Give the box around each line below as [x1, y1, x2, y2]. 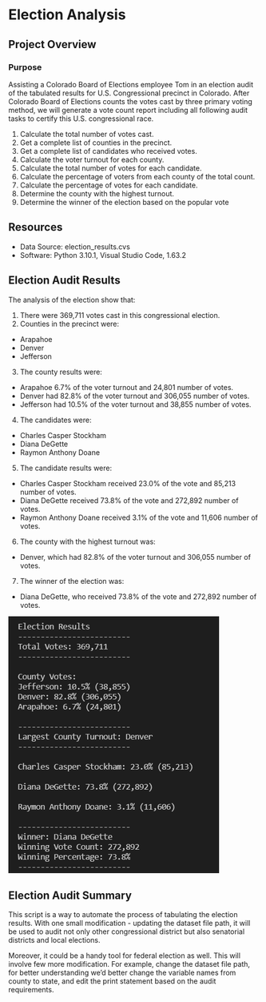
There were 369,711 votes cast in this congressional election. [19, 310, 220, 320]
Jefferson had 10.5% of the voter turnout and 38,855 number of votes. [19, 399, 252, 409]
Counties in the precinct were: [19, 319, 120, 328]
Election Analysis [8, 6, 126, 24]
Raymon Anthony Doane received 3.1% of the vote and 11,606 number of [19, 513, 258, 522]
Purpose [8, 62, 42, 73]
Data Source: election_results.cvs [19, 242, 130, 252]
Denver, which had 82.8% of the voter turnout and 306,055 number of [19, 552, 252, 561]
